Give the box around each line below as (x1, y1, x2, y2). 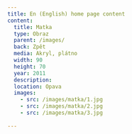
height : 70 (13, 63, 46, 70)
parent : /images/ (13, 37, 65, 44)
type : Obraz (13, 30, 50, 38)
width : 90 (13, 57, 43, 64)
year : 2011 (13, 69, 46, 77)
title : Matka (13, 23, 53, 30)
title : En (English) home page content (7, 10, 126, 18)
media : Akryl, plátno (13, 50, 78, 57)
